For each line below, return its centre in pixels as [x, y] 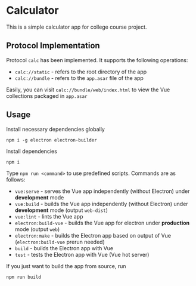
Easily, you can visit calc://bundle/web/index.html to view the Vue [88, 90]
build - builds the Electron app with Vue [64, 248]
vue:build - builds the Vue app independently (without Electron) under [102, 204]
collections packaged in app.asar [47, 96]
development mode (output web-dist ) [61, 210]
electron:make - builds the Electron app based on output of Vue [93, 235]
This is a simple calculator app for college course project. [77, 27]
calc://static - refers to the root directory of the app [81, 72]
